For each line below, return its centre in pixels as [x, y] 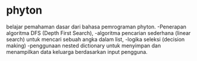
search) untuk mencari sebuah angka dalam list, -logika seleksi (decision [96, 39]
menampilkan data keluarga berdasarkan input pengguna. [77, 52]
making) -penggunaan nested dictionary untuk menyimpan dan [84, 46]
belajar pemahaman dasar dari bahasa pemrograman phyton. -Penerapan [96, 27]
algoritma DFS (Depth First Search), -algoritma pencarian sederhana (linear [98, 33]
